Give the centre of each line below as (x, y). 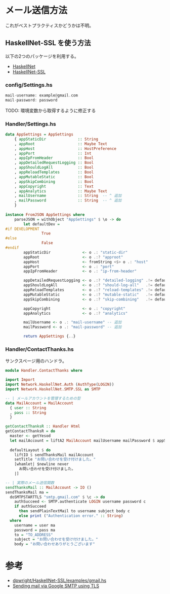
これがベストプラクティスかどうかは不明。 (49, 25)
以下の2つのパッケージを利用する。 (42, 56)
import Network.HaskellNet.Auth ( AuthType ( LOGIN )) (60, 385)
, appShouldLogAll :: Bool (54, 168)
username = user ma (35, 525)
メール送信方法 (36, 10)
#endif (12, 248)
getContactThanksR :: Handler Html (43, 426)
